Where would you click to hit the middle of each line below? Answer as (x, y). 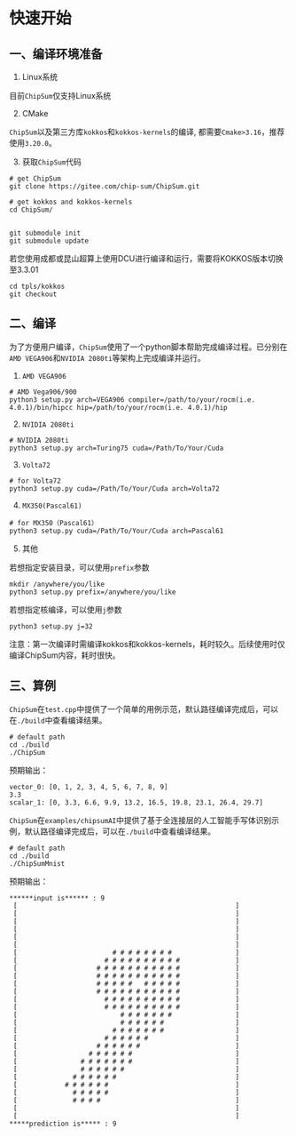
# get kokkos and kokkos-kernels (71, 202)
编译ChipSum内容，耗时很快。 (65, 655)
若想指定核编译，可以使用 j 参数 (66, 609)
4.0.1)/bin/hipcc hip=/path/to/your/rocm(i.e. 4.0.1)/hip (118, 407)
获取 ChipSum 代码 (51, 162)
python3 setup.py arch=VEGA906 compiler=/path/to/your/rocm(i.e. (132, 400)
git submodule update (49, 241)
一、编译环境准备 (56, 54)
